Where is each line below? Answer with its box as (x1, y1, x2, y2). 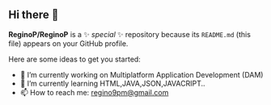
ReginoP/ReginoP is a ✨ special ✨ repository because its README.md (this (8, 29, 251, 39)
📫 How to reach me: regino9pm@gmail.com (19, 87, 169, 97)
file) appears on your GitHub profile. (8, 38, 129, 48)
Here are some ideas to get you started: (8, 54, 142, 64)
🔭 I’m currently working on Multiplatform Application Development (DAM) (19, 69, 264, 79)
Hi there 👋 (8, 8, 59, 22)
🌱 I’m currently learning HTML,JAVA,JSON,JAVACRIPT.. (19, 78, 205, 88)
